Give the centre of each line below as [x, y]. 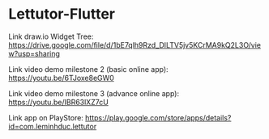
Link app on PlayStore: [46, 117]
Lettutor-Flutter [62, 14]
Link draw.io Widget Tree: [51, 36]
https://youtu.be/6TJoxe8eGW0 [62, 78]
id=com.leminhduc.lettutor [53, 126]
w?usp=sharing [34, 53]
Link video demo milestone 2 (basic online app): [88, 69]
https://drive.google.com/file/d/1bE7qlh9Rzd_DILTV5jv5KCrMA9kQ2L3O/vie [135, 44]
